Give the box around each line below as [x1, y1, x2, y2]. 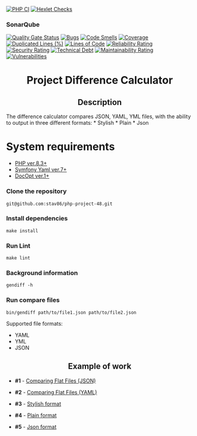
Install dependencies [6, 214, 68, 223]
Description [77, 97, 122, 107]
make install [6, 228, 39, 234]
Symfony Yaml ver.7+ [14, 166, 67, 173]
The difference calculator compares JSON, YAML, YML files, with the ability [6, 113, 191, 120]
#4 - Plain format [14, 412, 57, 419]
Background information [6, 269, 78, 277]
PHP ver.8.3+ [14, 160, 47, 167]
